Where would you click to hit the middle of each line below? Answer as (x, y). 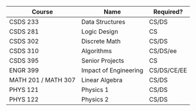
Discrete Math (101, 41)
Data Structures (103, 22)
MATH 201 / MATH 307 (42, 80)
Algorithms (97, 51)
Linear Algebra (102, 80)
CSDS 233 (24, 22)
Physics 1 (95, 90)
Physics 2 (95, 99)
